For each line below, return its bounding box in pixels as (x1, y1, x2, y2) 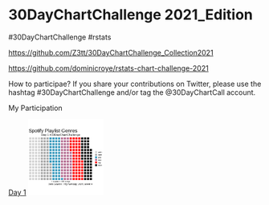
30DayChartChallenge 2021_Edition (8, 6, 253, 24)
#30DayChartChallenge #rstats (8, 32, 112, 42)
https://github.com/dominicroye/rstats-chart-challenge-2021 (8, 63, 209, 73)
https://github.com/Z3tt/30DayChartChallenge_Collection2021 (8, 47, 214, 57)
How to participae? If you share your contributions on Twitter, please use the (8, 79, 262, 88)
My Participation (8, 103, 63, 113)
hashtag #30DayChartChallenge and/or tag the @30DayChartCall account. (8, 87, 256, 97)
